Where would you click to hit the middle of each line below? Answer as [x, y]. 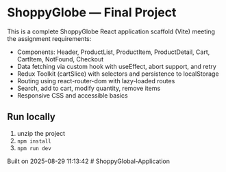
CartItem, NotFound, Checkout [60, 59]
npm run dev [34, 148]
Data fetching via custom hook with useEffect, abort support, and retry [117, 66]
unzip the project [41, 133]
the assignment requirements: [49, 38]
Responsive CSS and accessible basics [72, 95]
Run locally [32, 117]
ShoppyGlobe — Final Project [92, 13]
